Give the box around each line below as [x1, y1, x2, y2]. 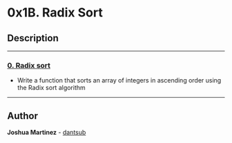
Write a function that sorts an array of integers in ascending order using [17, 76, 222, 85]
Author [7, 110, 38, 122]
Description [7, 32, 59, 44]
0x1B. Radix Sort [7, 5, 104, 21]
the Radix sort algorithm [17, 84, 86, 92]
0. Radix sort [7, 60, 50, 70]
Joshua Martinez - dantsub [7, 129, 86, 137]
